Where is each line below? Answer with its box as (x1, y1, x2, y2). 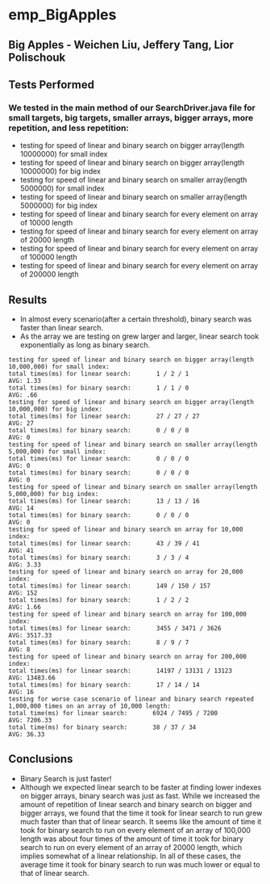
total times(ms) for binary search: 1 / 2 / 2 (8, 596, 189, 604)
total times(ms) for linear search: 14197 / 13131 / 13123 (8, 667, 232, 676)
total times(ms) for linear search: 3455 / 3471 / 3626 (8, 625, 222, 633)
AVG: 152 (8, 589, 38, 597)
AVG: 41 (8, 547, 35, 555)
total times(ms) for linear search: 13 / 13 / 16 (8, 497, 200, 506)
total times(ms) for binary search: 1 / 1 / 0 (8, 384, 189, 393)
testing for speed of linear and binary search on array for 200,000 (8, 653, 247, 661)
